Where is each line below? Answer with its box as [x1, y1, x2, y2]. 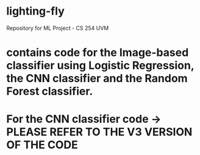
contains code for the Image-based [6, 46, 189, 60]
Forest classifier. [6, 84, 93, 98]
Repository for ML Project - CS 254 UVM [6, 24, 109, 32]
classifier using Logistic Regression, [6, 59, 195, 72]
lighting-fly [6, 4, 65, 18]
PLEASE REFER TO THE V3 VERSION [6, 125, 193, 139]
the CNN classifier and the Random [6, 72, 188, 86]
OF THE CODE [6, 138, 78, 152]
